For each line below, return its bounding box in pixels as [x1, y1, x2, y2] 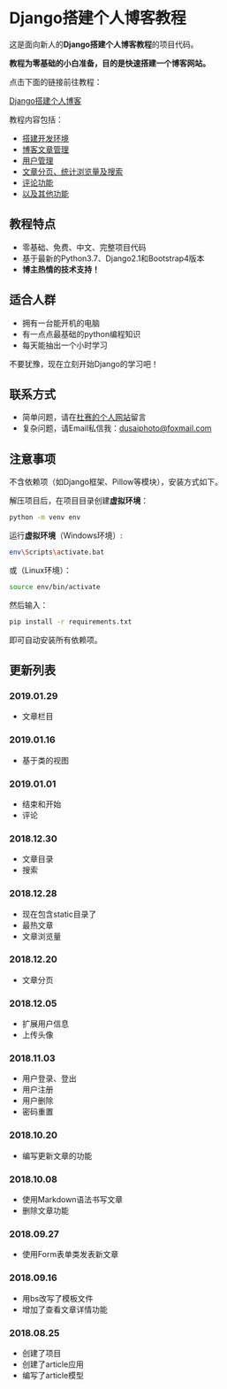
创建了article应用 [21, 1359, 84, 1370]
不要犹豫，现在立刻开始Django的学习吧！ [9, 358, 159, 369]
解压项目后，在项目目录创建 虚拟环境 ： [9, 495, 148, 506]
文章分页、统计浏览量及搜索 [21, 165, 124, 177]
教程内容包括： [9, 114, 64, 125]
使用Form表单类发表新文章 [21, 1249, 119, 1260]
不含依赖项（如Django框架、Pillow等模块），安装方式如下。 [9, 477, 223, 487]
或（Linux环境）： [9, 564, 72, 575]
